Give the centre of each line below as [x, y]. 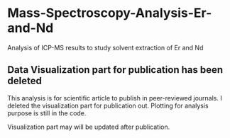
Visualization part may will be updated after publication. [89, 127]
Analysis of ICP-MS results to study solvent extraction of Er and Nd [105, 47]
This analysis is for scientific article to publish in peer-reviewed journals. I [115, 98]
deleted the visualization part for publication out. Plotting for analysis [108, 105]
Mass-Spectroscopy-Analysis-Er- [110, 13]
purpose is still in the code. [47, 113]
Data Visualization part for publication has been [115, 70]
